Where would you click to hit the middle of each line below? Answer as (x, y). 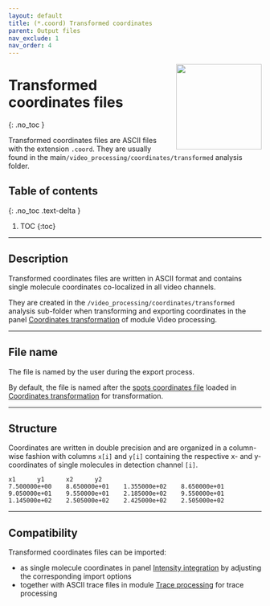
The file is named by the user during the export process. (102, 371)
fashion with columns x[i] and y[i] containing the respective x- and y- (143, 457)
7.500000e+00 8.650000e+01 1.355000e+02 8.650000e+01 (117, 487)
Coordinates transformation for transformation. (86, 395)
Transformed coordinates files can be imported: (88, 552)
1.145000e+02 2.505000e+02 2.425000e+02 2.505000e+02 (117, 501)
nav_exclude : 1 (34, 38)
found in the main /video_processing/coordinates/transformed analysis (125, 158)
